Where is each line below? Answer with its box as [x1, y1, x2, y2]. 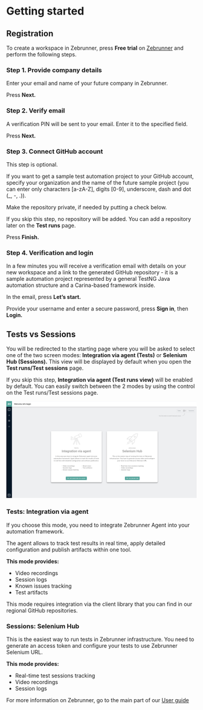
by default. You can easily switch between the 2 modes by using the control [6, 383, 195, 390]
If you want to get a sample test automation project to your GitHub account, [6, 173, 195, 180]
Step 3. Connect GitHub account [6, 147, 103, 156]
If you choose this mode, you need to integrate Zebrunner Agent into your [6, 521, 190, 528]
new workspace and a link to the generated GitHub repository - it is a [6, 269, 178, 276]
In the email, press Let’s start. [6, 294, 82, 301]
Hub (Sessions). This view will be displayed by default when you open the [6, 358, 192, 365]
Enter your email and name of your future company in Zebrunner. [6, 80, 168, 87]
